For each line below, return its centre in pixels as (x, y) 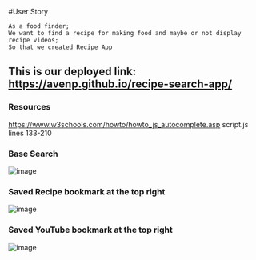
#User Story (28, 12)
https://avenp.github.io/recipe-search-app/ (120, 84)
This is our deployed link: (72, 72)
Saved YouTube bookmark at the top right (91, 230)
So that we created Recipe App (60, 47)
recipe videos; (34, 40)
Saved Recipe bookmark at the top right (87, 191)
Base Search (33, 154)
